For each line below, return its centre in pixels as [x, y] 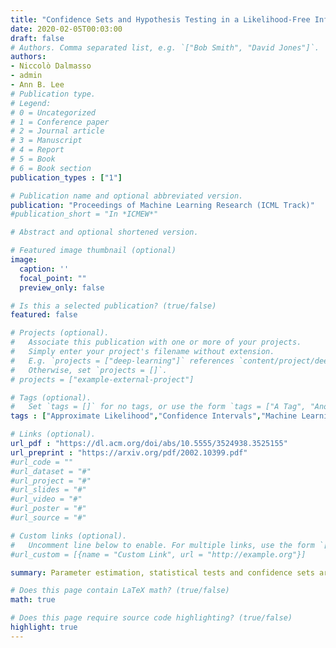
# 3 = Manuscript [46, 141]
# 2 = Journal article [57, 131]
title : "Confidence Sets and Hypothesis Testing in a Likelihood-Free [160, 19]
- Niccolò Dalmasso [51, 66]
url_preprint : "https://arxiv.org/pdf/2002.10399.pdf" [129, 452]
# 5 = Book [33, 159]
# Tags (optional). [51, 397]
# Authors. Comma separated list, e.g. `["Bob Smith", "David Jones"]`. [165, 47]
